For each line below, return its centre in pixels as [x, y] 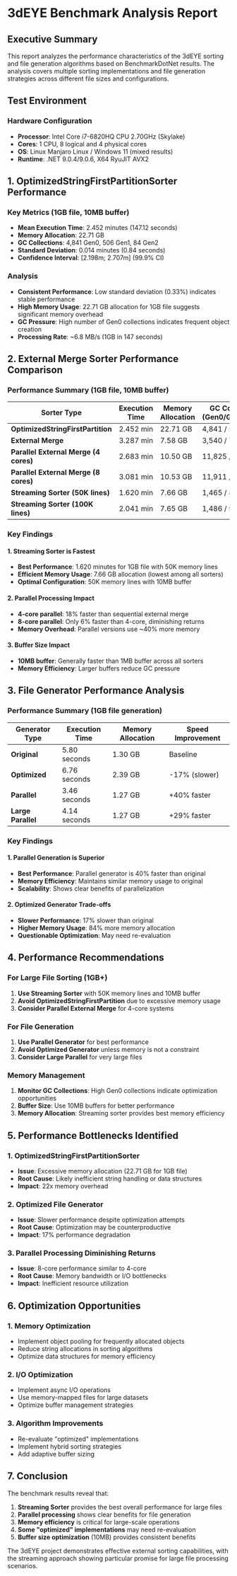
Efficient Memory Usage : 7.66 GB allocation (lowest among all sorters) [120, 574]
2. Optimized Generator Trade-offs [59, 905]
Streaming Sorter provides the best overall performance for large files [120, 1507]
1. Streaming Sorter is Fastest [51, 551]
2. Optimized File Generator [55, 1204]
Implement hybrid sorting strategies [69, 1446]
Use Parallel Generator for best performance [83, 1042]
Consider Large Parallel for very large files [80, 1057]
